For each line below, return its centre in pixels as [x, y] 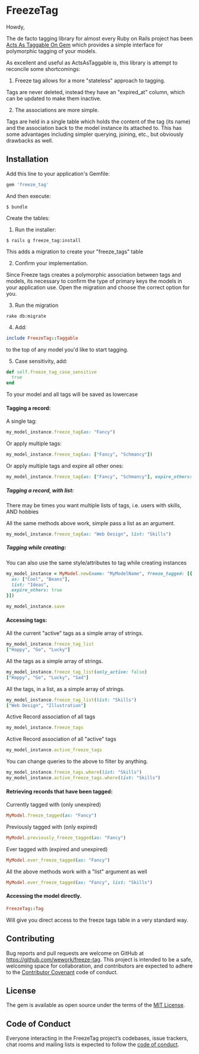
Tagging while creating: [36, 548]
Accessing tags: [27, 620]
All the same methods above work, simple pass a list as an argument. [91, 523]
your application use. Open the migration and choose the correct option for [98, 287]
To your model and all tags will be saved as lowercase [72, 395]
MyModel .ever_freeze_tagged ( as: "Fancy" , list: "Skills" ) [79, 882]
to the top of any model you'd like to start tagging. [67, 349]
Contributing [30, 939]
